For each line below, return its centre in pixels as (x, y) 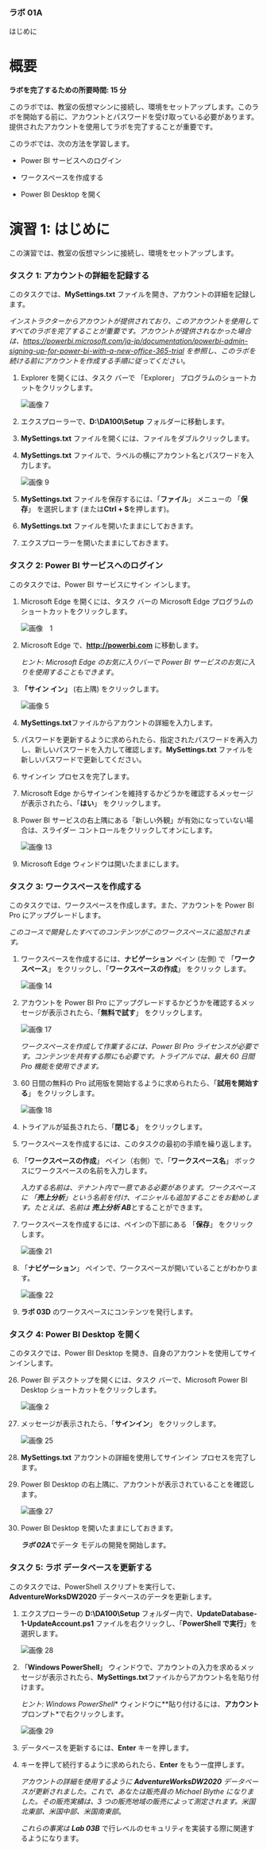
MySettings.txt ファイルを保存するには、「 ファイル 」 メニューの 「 (131, 499)
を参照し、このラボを (221, 351)
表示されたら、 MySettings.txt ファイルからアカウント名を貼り (150, 1677)
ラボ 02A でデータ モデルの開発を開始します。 (95, 1545)
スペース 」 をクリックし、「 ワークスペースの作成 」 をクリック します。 (135, 969)
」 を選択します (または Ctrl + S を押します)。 (101, 509)
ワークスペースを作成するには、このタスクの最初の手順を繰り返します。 (138, 1144)
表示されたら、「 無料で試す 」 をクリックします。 (128, 1012)
